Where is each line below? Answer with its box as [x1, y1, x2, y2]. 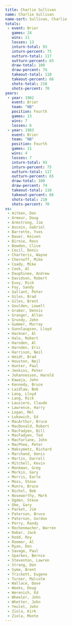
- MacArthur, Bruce [7, 419, 48, 424]
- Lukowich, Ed [7, 414, 38, 419]
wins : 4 [11, 151, 28, 156]
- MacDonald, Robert [7, 423, 50, 428]
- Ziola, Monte [7, 613, 38, 619]
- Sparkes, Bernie [7, 553, 45, 558]
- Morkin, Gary [7, 470, 38, 475]
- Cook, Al [7, 266, 30, 271]
